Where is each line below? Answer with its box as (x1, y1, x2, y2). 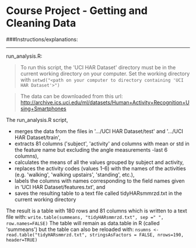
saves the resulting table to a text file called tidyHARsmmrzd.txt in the (14, 190, 183, 197)
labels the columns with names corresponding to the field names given (14, 177, 185, 184)
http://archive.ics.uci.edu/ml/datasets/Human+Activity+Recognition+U (20, 99, 190, 106)
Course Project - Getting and (6, 4, 148, 18)
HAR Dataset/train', (14, 134, 61, 141)
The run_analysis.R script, (6, 116, 68, 123)
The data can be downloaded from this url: (20, 92, 124, 100)
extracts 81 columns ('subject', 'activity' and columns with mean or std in (14, 140, 190, 147)
